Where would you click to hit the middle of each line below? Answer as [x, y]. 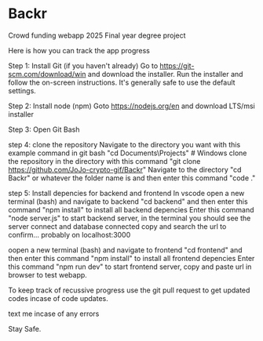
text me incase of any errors [54, 314]
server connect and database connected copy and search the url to [117, 226]
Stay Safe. [25, 328]
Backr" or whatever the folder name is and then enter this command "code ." [132, 178]
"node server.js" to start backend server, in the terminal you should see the [130, 218]
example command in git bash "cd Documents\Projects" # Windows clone [128, 153]
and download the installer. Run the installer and [165, 74]
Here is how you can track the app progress [79, 50]
